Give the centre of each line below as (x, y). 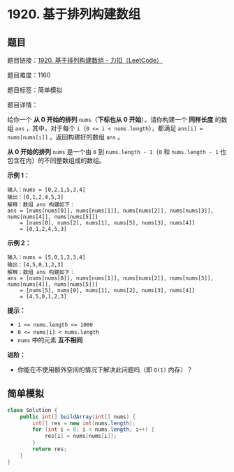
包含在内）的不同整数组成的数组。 (56, 160)
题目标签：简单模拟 (35, 90)
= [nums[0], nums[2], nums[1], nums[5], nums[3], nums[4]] (108, 223)
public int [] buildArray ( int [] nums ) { (78, 417)
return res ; (50, 449)
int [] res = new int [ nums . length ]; (84, 423)
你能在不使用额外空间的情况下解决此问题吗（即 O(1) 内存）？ (105, 370)
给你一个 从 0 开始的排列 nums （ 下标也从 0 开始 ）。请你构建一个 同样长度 (110, 120)
